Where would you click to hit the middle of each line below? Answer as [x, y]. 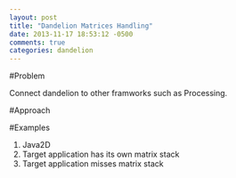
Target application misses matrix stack [93, 164]
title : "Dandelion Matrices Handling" [81, 26]
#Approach [30, 110]
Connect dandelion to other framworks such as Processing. [118, 93]
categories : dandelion [51, 51]
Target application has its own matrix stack [101, 154]
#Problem [27, 76]
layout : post [33, 17]
